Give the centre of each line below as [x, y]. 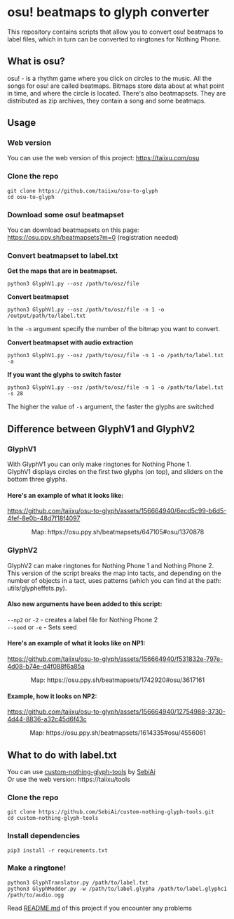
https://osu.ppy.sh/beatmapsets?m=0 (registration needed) [93, 238]
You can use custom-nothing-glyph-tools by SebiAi [81, 771]
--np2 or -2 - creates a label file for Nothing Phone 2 [83, 619]
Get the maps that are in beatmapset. [62, 271]
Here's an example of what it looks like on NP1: [76, 643]
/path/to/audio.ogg [36, 895]
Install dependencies [44, 836]
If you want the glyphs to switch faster [64, 375]
